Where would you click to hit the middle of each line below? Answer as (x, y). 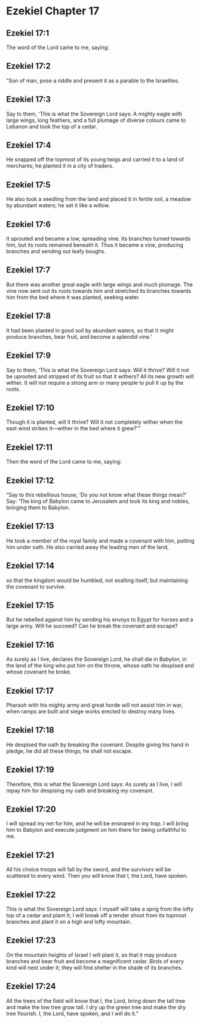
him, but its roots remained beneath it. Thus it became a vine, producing (95, 245)
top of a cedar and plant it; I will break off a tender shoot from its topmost (96, 915)
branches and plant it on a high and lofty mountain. (69, 922)
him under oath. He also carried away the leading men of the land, (87, 547)
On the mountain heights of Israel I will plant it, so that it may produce (92, 955)
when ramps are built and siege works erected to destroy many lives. (91, 711)
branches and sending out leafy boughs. (56, 252)
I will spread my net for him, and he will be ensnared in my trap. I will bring (98, 823)
